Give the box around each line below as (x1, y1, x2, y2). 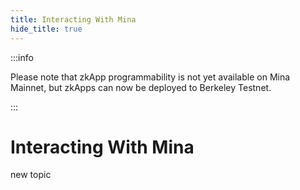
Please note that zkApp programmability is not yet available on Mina (10, 71, 291, 83)
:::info (10, 51, 34, 63)
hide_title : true (10, 24, 83, 34)
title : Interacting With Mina (10, 14, 137, 25)
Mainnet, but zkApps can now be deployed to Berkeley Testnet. (10, 81, 272, 93)
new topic (10, 169, 52, 181)
